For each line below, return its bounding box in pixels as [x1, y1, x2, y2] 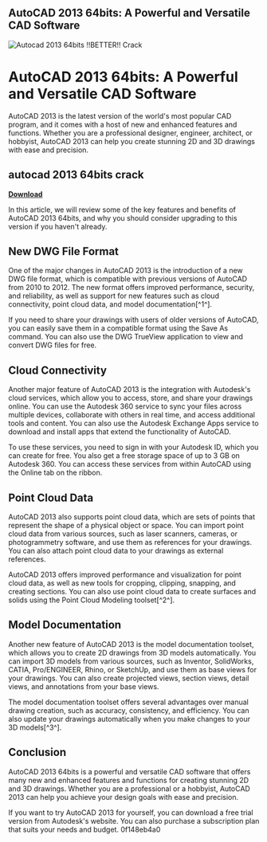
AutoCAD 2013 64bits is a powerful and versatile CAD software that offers [8, 766, 251, 776]
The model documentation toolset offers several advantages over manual [8, 697, 249, 707]
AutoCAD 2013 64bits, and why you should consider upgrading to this [8, 213, 238, 222]
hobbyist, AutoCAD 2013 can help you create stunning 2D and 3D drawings [8, 136, 255, 146]
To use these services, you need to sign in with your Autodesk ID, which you [8, 442, 259, 452]
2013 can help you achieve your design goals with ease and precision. [8, 792, 239, 801]
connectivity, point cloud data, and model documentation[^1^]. [8, 300, 213, 309]
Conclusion [8, 746, 67, 759]
